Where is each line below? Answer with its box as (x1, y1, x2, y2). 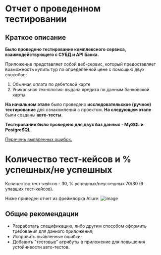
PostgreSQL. (5, 127, 32, 133)
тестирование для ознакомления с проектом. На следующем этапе (5, 107, 152, 112)
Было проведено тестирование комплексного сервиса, (5, 47, 126, 52)
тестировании (5, 13, 67, 25)
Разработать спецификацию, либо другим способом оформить (12, 223, 147, 229)
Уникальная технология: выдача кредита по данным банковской (12, 87, 150, 92)
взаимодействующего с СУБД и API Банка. (5, 51, 99, 57)
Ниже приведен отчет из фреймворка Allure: (5, 195, 100, 201)
